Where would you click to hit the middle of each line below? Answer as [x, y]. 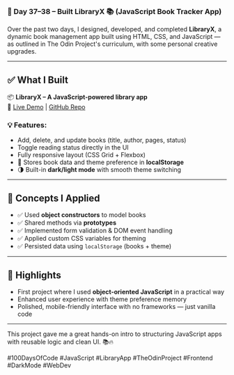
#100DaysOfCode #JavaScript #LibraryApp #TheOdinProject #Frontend [110, 358]
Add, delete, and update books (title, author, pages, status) [102, 140]
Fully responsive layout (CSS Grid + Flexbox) [81, 155]
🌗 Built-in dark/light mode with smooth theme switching [99, 170]
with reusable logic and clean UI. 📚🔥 [60, 342]
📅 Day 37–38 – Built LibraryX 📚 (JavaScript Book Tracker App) [115, 11]
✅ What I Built [38, 80]
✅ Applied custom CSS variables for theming [81, 239]
